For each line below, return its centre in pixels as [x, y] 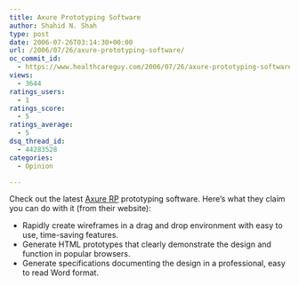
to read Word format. [61, 273]
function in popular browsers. [76, 254]
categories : [31, 158]
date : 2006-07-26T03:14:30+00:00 [71, 42]
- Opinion [35, 166]
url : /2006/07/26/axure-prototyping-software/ [97, 51]
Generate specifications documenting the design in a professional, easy [154, 264]
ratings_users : [37, 91]
